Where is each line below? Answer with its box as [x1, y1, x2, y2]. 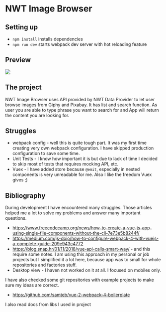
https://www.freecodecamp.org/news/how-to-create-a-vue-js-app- [12, 225, 152, 231]
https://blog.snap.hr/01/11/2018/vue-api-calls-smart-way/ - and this [12, 246, 151, 252]
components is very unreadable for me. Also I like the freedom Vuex [12, 171, 152, 177]
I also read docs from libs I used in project [5, 302, 91, 308]
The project [5, 83, 42, 92]
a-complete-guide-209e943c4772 [12, 241, 83, 247]
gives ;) [12, 177, 28, 183]
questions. [5, 215, 27, 221]
